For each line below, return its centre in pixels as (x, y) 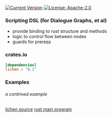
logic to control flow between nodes (49, 37)
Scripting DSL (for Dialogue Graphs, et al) (56, 20)
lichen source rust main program (39, 110)
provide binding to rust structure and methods (59, 31)
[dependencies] (21, 65)
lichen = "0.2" (21, 69)
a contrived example (26, 94)
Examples (17, 82)
